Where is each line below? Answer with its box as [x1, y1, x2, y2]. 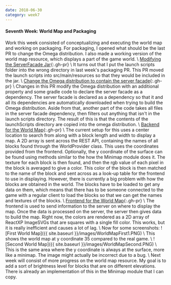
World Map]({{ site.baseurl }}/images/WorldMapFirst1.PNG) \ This [17, 230, 155, 236]
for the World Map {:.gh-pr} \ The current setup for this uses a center [5, 127, 150, 133]
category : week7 [5, 12, 40, 17]
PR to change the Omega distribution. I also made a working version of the [5, 50, 162, 56]
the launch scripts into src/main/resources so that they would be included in [5, 72, 165, 78]
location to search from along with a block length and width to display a [5, 132, 156, 138]
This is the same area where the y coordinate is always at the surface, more [5, 247, 165, 253]
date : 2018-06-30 [5, 7, 42, 13]
